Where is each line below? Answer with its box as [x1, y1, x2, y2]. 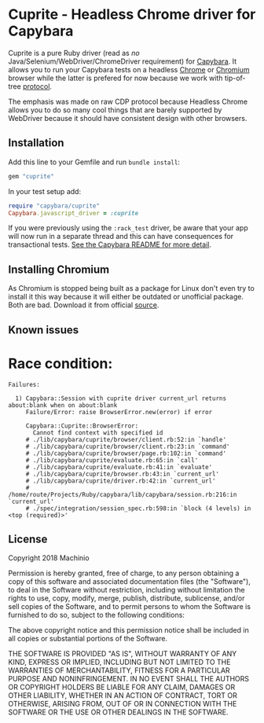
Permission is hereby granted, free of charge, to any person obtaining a [8, 568, 240, 578]
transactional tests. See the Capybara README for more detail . [8, 240, 212, 249]
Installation [8, 136, 64, 150]
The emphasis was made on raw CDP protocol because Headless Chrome [8, 97, 248, 106]
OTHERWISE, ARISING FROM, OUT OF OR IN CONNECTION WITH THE [8, 699, 237, 709]
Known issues [8, 323, 79, 336]
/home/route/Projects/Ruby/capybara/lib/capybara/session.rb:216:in [8, 490, 237, 498]
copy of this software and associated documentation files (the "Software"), [8, 577, 251, 586]
